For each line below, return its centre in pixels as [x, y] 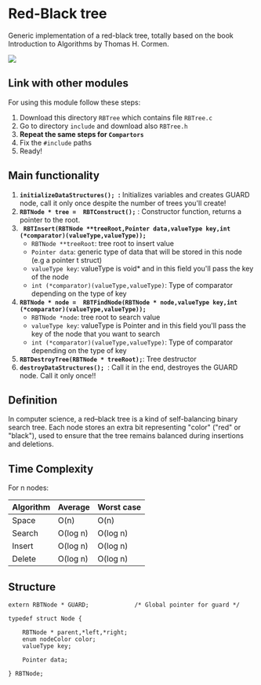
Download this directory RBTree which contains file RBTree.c [116, 117]
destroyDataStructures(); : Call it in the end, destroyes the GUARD [129, 367]
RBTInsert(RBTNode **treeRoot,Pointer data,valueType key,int [127, 229]
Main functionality [54, 176]
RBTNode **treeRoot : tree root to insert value [103, 243]
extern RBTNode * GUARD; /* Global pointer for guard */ [124, 605]
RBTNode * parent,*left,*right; [75, 632]
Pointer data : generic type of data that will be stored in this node [137, 252]
